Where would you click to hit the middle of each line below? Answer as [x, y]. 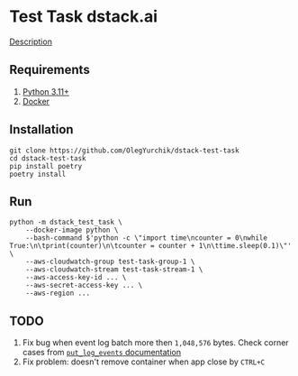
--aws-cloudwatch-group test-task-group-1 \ [110, 262]
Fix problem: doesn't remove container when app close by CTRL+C [144, 362]
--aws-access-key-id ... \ [76, 278]
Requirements [50, 70]
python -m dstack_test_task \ [66, 223]
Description [31, 41]
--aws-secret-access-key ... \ [84, 286]
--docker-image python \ [72, 230]
